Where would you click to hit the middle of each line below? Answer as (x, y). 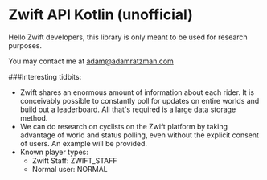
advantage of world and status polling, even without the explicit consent (140, 135)
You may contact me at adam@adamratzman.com (91, 61)
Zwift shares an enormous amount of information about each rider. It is (137, 92)
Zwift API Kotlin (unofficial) (101, 15)
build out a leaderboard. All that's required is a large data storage (128, 109)
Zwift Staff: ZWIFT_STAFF (74, 160)
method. (34, 117)
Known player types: (54, 152)
